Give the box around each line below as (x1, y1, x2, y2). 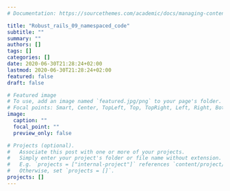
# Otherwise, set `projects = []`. (7, 168, 115, 175)
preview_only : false (13, 130, 72, 136)
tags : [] (7, 48, 32, 55)
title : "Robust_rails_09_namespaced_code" (7, 22, 130, 29)
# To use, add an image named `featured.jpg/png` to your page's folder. (7, 98, 222, 105)
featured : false (7, 73, 53, 80)
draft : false (7, 79, 44, 86)
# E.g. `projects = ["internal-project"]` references (7, 161, 170, 168)
